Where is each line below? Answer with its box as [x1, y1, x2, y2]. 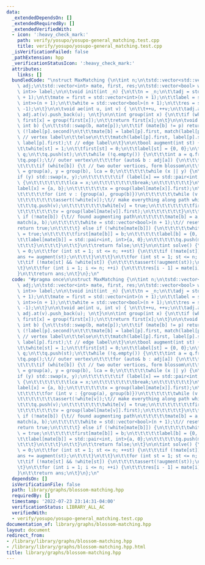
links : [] [17, 72, 43, 78]
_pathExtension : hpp [12, 54, 64, 61]
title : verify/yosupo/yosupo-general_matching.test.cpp [17, 43, 163, 50]
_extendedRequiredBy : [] [12, 20, 75, 26]
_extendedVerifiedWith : [12, 26, 72, 32]
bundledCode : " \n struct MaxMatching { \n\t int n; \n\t [12, 77, 149, 83]
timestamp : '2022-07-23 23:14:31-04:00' [12, 498, 116, 505]
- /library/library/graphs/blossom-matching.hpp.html [6, 544, 146, 550]
